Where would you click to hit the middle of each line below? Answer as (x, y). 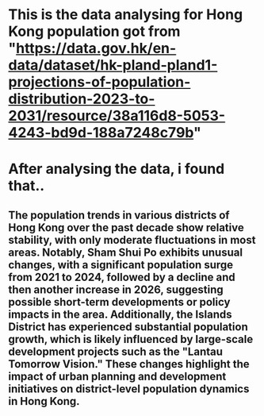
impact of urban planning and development (117, 376)
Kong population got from (94, 31)
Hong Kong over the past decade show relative (126, 227)
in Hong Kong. (44, 401)
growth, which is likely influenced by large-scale (131, 339)
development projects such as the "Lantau (116, 351)
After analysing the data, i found (117, 169)
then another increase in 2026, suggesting (116, 289)
